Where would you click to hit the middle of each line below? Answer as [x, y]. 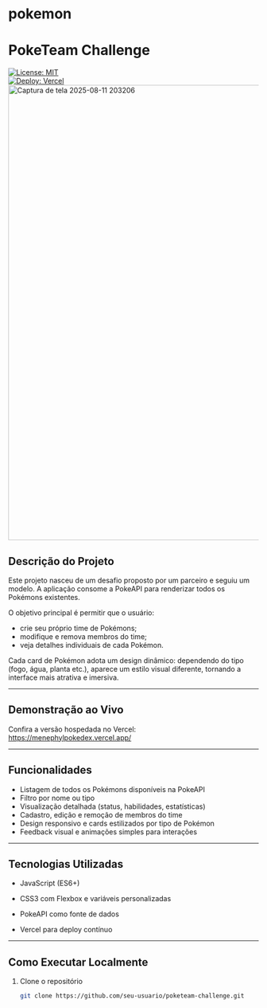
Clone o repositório [51, 982]
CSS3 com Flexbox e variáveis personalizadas [95, 899]
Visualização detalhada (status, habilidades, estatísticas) [112, 806]
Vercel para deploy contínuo [66, 930]
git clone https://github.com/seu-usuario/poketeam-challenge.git [132, 996]
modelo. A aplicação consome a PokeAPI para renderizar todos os [116, 588]
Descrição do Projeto [61, 561]
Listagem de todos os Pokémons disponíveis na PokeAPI [112, 789]
